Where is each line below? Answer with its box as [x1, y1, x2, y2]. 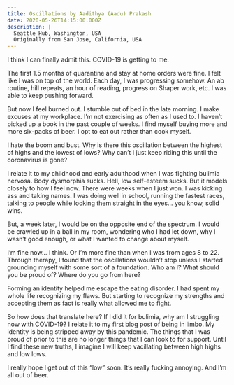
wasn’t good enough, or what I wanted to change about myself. [7, 235, 189, 244]
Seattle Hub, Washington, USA [13, 29, 101, 37]
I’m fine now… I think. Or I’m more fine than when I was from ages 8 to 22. [7, 248, 220, 257]
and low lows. [7, 350, 47, 358]
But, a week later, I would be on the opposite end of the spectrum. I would [7, 220, 220, 228]
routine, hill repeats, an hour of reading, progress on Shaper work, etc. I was [7, 84, 227, 92]
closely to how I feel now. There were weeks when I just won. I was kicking [7, 184, 223, 192]
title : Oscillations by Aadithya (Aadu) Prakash [7, 10, 152, 17]
